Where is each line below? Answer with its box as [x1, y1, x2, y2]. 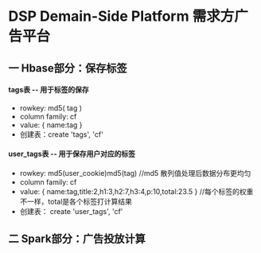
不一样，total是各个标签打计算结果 [19, 197, 133, 206]
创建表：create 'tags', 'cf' [19, 129, 103, 139]
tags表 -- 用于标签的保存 [8, 85, 89, 95]
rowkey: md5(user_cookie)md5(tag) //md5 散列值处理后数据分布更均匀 [19, 168, 251, 177]
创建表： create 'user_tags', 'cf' [19, 206, 123, 216]
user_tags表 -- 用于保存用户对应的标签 [8, 149, 136, 159]
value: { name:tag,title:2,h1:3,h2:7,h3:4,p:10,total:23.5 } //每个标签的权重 [19, 186, 254, 196]
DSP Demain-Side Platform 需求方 [8, 7, 235, 25]
